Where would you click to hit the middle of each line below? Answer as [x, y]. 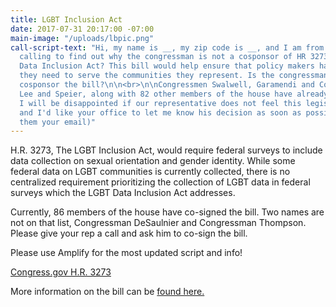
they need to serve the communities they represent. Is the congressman [174, 76]
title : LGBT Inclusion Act [66, 19]
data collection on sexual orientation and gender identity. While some [153, 161]
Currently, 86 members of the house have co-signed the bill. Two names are [167, 212]
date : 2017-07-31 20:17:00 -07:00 [82, 29]
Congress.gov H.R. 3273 [61, 272]
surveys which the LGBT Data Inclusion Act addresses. [123, 193]
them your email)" [58, 122]
